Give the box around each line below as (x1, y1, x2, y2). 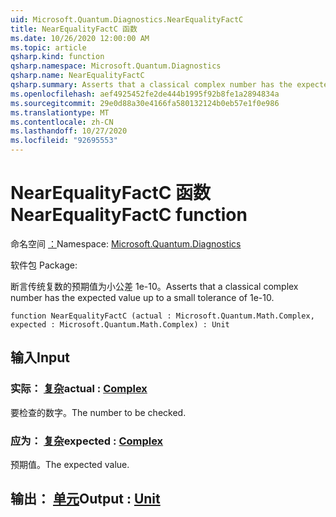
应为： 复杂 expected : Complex (10, 434, 164, 448)
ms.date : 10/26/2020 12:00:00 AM (10, 33, 150, 43)
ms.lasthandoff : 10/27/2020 (10, 126, 128, 136)
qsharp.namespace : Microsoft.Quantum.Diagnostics (10, 61, 222, 71)
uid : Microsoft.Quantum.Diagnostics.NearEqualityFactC (10, 14, 244, 25)
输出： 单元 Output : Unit (10, 491, 161, 508)
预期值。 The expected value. (10, 458, 130, 470)
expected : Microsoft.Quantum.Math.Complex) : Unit (10, 319, 230, 330)
